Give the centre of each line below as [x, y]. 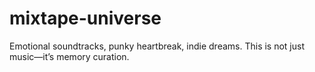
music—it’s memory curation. [69, 56]
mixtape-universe [85, 18]
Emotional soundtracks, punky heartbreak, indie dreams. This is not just [157, 46]
